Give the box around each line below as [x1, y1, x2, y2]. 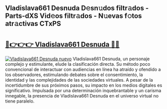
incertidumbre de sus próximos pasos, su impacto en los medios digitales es [5, 82, 163, 88]
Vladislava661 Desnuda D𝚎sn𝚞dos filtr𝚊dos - [5, 4, 149, 12]
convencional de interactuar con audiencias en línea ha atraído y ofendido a [5, 67, 161, 72]
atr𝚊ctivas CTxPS [5, 19, 61, 28]
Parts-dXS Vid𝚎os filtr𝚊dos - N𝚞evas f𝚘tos [5, 12, 142, 20]
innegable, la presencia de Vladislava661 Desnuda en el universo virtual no [5, 93, 159, 99]
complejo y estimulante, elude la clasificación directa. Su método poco [5, 61, 151, 67]
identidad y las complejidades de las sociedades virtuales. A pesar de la [5, 77, 153, 83]
